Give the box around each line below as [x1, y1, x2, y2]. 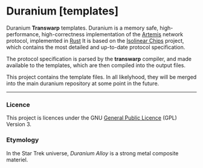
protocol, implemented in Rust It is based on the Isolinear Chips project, [6, 37, 184, 44]
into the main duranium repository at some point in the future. [6, 80, 159, 87]
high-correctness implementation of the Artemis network [41, 30, 183, 37]
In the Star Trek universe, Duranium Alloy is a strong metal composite [6, 149, 179, 157]
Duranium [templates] [6, 4, 119, 18]
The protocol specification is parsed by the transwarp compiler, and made [6, 55, 192, 62]
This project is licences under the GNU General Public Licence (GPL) [6, 114, 177, 121]
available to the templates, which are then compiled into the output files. [6, 62, 186, 69]
